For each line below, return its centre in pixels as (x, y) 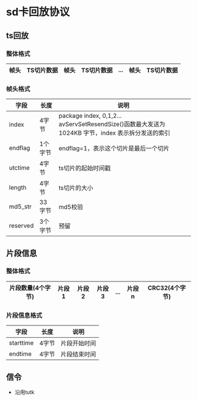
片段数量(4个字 (30, 288)
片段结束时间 (79, 354)
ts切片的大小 (76, 188)
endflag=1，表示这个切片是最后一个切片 (114, 148)
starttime (21, 343)
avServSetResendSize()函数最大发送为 (112, 124)
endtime (21, 354)
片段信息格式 (24, 315)
